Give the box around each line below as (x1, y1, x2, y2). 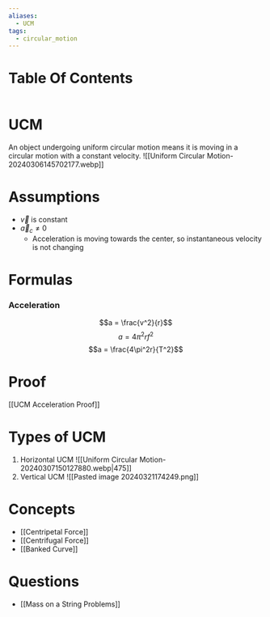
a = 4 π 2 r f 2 (118, 331, 154, 341)
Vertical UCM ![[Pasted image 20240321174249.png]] (19, 471, 200, 481)
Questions (8, 573, 79, 590)
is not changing (32, 242, 84, 251)
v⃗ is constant (19, 215, 68, 225)
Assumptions (8, 188, 100, 206)
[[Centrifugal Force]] (19, 535, 89, 545)
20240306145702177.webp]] (8, 159, 104, 170)
